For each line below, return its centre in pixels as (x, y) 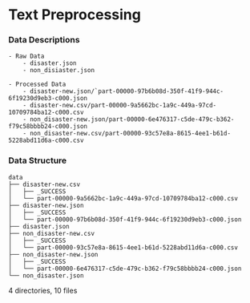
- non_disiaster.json (58, 71)
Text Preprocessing (75, 15)
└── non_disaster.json (46, 275)
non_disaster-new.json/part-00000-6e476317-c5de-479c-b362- (132, 119)
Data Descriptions (44, 40)
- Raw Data (26, 57)
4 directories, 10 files (43, 290)
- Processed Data (37, 85)
